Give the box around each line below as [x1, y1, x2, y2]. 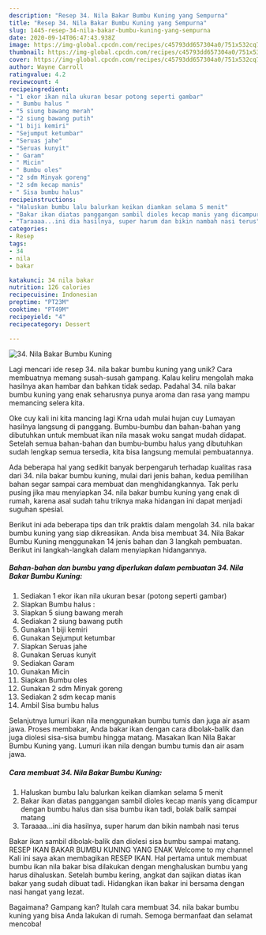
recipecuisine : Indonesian [9, 291, 98, 299]
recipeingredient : [9, 85, 69, 93]
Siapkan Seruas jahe [20, 642, 88, 652]
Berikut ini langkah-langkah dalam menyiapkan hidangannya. [9, 545, 208, 554]
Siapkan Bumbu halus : [20, 599, 96, 610]
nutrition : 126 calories [9, 283, 91, 291]
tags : [9, 240, 27, 248]
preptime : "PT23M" [9, 298, 69, 306]
